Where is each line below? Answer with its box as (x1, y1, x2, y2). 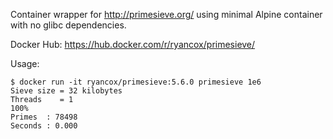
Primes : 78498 (10, 112, 78, 122)
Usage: (10, 58, 40, 69)
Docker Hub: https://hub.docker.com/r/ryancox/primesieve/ (10, 39, 256, 50)
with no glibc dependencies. (10, 19, 127, 31)
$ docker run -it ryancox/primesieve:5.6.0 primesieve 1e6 (10, 77, 262, 87)
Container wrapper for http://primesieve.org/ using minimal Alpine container (10, 9, 323, 20)
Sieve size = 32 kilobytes (10, 86, 123, 96)
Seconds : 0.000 (10, 121, 78, 131)
